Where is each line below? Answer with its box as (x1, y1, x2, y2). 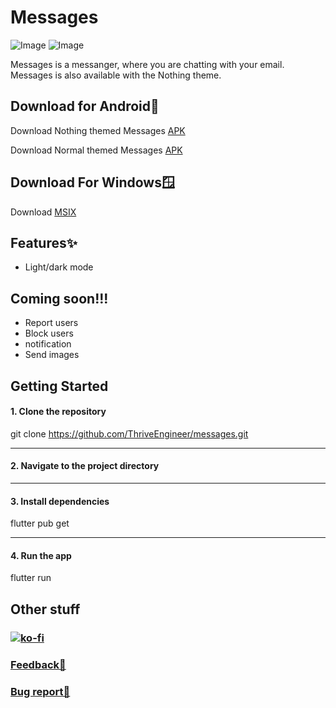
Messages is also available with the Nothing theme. (10, 69, 222, 81)
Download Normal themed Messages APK (10, 144, 183, 156)
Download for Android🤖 (10, 98, 160, 115)
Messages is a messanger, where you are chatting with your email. (10, 58, 285, 70)
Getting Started (10, 377, 109, 395)
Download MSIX (10, 206, 77, 218)
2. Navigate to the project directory (10, 460, 160, 472)
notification (24, 338, 72, 350)
